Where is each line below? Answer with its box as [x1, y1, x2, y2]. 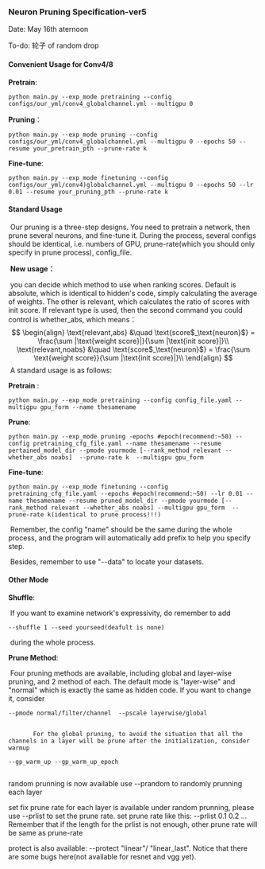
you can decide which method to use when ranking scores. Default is [10, 279, 236, 289]
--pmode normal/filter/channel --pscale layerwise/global [8, 709, 208, 717]
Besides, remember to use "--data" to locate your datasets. [10, 556, 205, 567]
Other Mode [8, 575, 49, 585]
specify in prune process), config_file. [8, 247, 132, 257]
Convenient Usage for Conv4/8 [8, 59, 113, 69]
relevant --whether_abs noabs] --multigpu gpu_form [50, 504, 225, 512]
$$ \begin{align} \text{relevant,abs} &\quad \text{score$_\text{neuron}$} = [11, 327, 255, 337]
